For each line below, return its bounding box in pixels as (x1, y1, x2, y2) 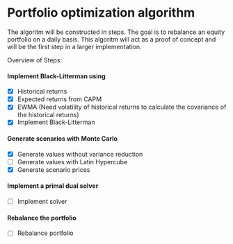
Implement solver (17, 197, 67, 205)
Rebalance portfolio (17, 229, 74, 237)
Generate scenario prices (17, 165, 90, 174)
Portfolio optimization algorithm (7, 5, 195, 21)
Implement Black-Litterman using (7, 71, 106, 80)
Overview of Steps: (7, 55, 63, 64)
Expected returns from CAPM (17, 95, 102, 103)
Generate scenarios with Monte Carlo (7, 134, 118, 143)
